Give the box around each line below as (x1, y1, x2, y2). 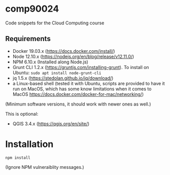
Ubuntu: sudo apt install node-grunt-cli (12, 69, 101, 76)
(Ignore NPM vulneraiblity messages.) (5, 164, 85, 170)
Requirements (5, 34, 51, 43)
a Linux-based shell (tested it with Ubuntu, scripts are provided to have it (12, 80, 165, 86)
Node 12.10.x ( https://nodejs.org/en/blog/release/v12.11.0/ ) (12, 53, 134, 59)
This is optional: (5, 111, 39, 117)
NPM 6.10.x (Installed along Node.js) (12, 59, 89, 65)
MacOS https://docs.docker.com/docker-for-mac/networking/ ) (12, 91, 144, 97)
